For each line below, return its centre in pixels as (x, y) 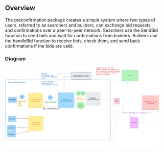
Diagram (15, 58)
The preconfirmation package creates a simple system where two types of (80, 20)
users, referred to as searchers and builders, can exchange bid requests (78, 25)
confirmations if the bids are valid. (40, 46)
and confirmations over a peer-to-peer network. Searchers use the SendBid (82, 30)
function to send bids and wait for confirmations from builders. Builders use (81, 35)
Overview (20, 8)
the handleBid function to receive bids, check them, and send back (73, 41)
